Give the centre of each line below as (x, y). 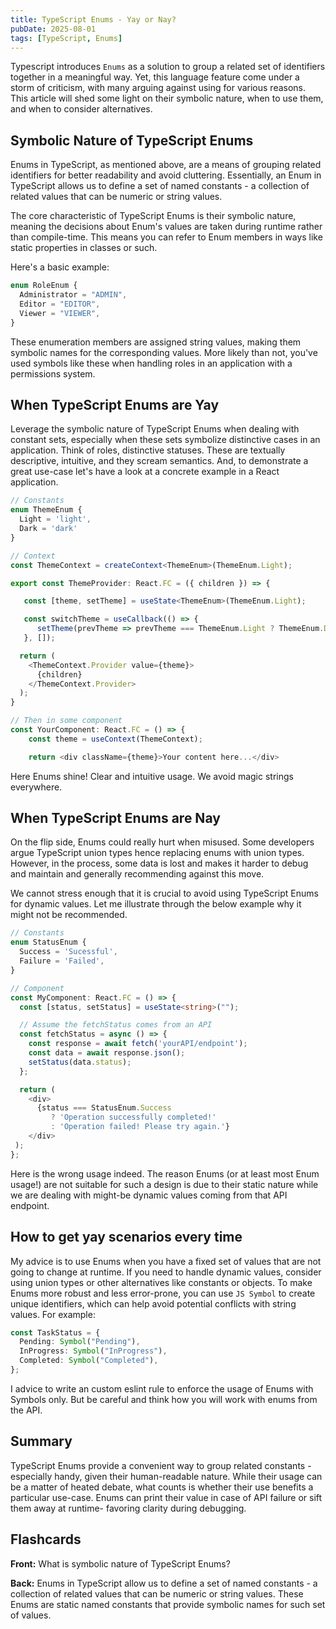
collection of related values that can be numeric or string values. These (157, 1593)
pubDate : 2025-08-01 (53, 29)
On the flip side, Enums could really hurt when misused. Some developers (162, 842)
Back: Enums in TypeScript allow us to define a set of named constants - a (164, 1583)
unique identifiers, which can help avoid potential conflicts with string (153, 1303)
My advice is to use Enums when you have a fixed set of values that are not (166, 1261)
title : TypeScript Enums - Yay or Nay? (93, 19)
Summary (41, 1441)
